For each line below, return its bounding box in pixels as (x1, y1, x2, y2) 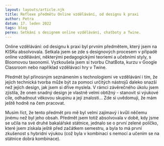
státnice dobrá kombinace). (5, 136, 61, 142)
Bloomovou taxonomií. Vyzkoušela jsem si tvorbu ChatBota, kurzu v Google (5, 59, 158, 65)
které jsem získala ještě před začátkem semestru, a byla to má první (5, 125, 142, 131)
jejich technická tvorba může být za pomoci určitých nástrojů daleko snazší (5, 79, 157, 85)
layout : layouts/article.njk (5, 7, 65, 12)
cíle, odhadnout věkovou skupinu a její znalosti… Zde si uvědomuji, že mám (5, 95, 157, 101)
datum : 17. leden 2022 (5, 21, 51, 26)
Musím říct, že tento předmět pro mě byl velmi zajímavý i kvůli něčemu (5, 110, 147, 116)
